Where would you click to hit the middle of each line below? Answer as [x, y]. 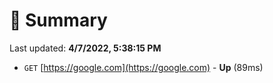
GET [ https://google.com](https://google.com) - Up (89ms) [143, 67]
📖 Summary [58, 20]
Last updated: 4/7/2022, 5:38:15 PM [85, 48]
